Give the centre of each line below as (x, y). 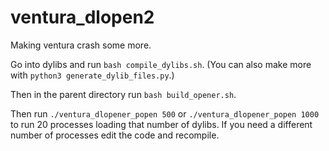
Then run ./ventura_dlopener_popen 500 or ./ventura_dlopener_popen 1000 (165, 113)
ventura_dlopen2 (82, 17)
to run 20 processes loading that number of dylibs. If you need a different (161, 124)
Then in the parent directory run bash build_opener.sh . (123, 94)
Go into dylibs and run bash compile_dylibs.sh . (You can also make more (161, 64)
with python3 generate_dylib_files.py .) (92, 75)
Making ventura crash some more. (81, 45)
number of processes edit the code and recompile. (115, 135)
